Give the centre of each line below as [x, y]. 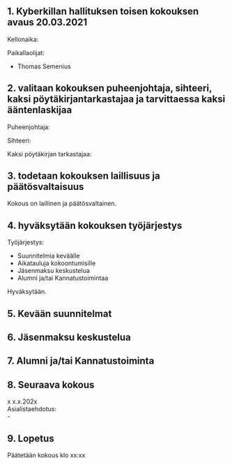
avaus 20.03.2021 [47, 23]
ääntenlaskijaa [40, 110]
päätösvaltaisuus [46, 187]
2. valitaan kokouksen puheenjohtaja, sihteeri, [110, 88]
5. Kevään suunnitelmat [60, 313]
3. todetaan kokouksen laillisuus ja [84, 176]
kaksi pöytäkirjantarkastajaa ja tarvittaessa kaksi [116, 99]
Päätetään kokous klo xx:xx [46, 455]
